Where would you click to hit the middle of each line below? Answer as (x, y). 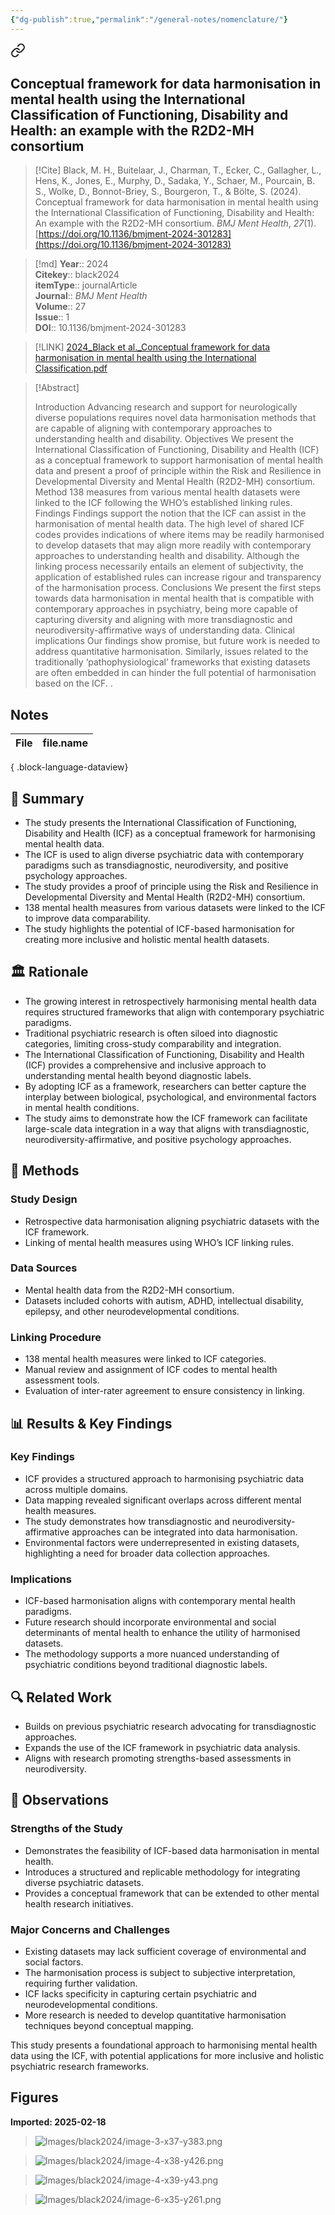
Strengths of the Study (66, 1829)
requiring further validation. (81, 1983)
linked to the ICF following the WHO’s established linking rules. (163, 503)
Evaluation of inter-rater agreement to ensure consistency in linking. (164, 1391)
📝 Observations (59, 1800)
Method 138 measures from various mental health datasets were (167, 492)
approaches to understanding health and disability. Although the (167, 556)
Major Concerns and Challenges (90, 1929)
